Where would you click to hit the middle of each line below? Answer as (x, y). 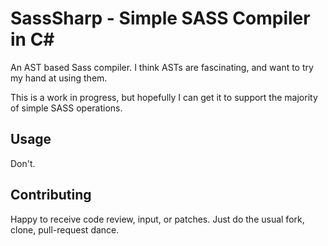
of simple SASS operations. (66, 108)
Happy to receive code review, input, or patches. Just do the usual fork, (157, 219)
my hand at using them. (59, 78)
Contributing (51, 195)
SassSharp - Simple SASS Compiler (160, 18)
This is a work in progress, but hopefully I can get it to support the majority (164, 97)
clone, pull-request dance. (65, 229)
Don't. (23, 163)
